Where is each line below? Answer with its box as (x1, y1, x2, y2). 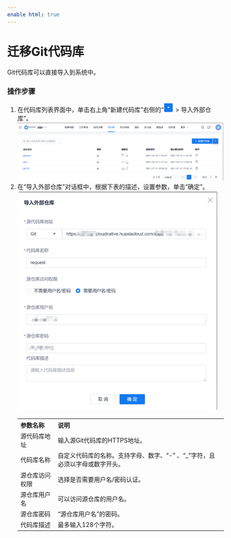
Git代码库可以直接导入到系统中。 (7, 68, 100, 76)
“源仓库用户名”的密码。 (57, 510, 124, 518)
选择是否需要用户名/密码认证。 (57, 475, 144, 484)
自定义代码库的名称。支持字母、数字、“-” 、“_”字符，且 (57, 451, 215, 459)
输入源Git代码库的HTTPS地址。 (57, 436, 146, 444)
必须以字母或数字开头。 (57, 460, 124, 468)
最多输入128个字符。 (57, 521, 118, 529)
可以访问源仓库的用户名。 (57, 495, 131, 503)
